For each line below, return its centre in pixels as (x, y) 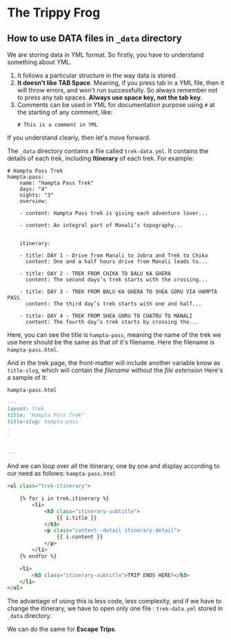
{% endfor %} (38, 556)
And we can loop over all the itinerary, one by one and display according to (113, 466)
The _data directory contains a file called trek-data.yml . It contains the (108, 151)
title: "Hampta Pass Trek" (46, 415)
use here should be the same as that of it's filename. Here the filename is (111, 342)
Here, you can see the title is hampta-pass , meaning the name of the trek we (114, 335)
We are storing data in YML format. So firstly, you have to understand (106, 55)
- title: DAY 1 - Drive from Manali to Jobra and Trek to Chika (114, 255)
